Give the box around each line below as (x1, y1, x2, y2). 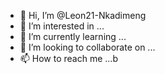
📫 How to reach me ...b (19, 53, 118, 64)
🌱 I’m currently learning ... (19, 31, 127, 42)
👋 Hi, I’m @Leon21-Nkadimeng (19, 10, 147, 21)
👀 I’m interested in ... (19, 20, 105, 32)
